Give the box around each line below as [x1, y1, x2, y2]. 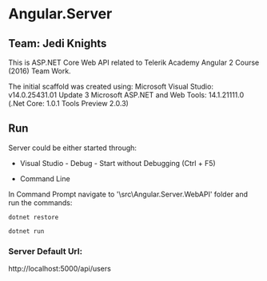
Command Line [19, 173, 70, 184]
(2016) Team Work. [8, 66, 71, 76]
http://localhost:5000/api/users [8, 264, 112, 274]
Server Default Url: [8, 245, 82, 256]
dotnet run [8, 227, 45, 235]
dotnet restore [8, 213, 59, 221]
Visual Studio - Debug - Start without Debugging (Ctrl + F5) [19, 158, 216, 168]
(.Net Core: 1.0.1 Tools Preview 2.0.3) [8, 99, 130, 108]
